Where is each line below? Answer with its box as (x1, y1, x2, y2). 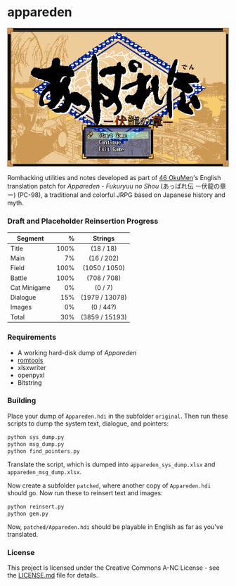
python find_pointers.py (7, 447, 80, 454)
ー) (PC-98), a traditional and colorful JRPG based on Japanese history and (7, 191, 226, 199)
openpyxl (17, 371, 45, 379)
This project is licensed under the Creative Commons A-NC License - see (7, 563, 220, 572)
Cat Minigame (10, 283, 51, 292)
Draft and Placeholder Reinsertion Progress (7, 216, 159, 226)
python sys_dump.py (7, 433, 65, 440)
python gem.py (7, 510, 49, 517)
